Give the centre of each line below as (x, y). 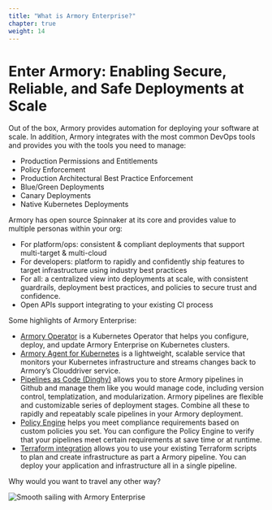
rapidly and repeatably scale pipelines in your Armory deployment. (132, 414)
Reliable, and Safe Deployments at (126, 88)
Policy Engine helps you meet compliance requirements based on (130, 422)
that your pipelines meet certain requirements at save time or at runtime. (141, 440)
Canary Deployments (56, 196)
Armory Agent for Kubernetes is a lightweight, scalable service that (132, 353)
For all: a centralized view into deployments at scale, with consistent (134, 279)
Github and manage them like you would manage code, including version (142, 388)
